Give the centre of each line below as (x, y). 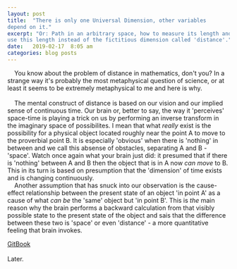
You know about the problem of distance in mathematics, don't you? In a (119, 73)
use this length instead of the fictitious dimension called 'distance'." (120, 40)
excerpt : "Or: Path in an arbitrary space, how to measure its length (113, 33)
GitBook (19, 244)
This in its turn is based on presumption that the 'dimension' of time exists (115, 170)
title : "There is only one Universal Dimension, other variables (107, 20)
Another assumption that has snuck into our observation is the (104, 185)
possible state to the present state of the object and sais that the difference (117, 215)
